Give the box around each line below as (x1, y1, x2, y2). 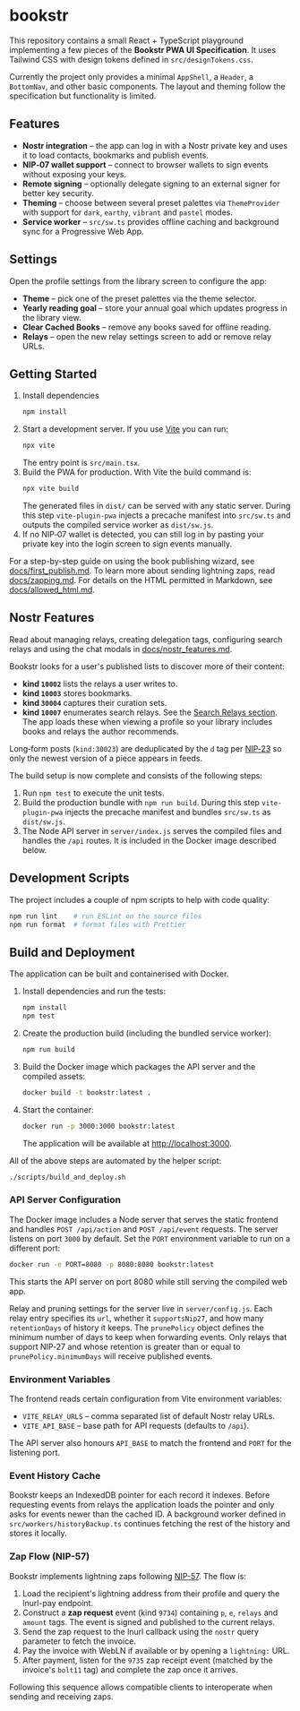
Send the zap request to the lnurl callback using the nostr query (21, 1626, 260, 1637)
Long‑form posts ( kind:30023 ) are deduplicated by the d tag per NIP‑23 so (9, 743, 282, 753)
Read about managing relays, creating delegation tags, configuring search (9, 633, 283, 645)
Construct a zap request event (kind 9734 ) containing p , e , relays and (21, 1607, 279, 1618)
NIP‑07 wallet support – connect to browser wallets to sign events (21, 159, 269, 170)
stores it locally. (9, 1528, 67, 1539)
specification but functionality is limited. (9, 90, 157, 101)
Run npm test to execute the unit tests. (21, 787, 165, 798)
